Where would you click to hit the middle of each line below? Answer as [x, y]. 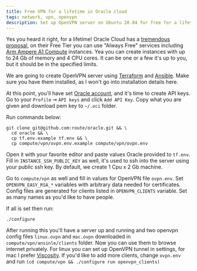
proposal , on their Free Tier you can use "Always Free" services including [95, 45]
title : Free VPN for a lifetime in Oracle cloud [67, 11]
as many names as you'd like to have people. [60, 197]
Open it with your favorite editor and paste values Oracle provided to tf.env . [98, 154]
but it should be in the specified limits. [52, 64]
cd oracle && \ [30, 133]
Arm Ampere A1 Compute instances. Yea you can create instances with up [96, 52]
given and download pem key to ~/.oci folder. [62, 106]
